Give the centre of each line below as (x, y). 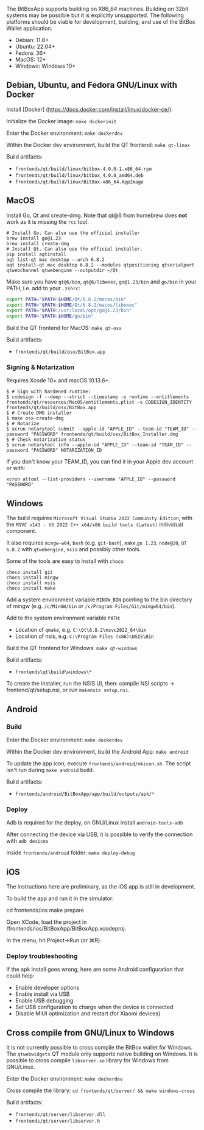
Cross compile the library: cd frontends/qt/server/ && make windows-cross (101, 1090)
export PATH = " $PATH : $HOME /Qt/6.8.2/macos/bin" (66, 299)
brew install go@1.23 (34, 238)
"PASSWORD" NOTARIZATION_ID (66, 451)
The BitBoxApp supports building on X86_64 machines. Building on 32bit (97, 9)
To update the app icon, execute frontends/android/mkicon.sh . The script (99, 763)
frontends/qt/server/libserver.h (58, 1121)
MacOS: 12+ (30, 59)
